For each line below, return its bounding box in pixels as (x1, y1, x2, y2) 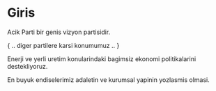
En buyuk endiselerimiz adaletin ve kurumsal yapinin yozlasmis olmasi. (7, 75, 210, 84)
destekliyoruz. (7, 62, 48, 70)
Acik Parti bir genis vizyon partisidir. (7, 28, 111, 36)
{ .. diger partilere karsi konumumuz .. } (7, 41, 120, 49)
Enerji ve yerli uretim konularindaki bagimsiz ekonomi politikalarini (7, 54, 196, 63)
